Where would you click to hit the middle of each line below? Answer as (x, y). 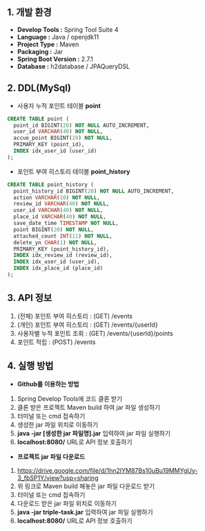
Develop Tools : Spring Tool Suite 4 (68, 29)
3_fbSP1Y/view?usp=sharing (58, 478)
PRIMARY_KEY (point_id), (49, 145)
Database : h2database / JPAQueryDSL (74, 66)
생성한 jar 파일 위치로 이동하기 (58, 424)
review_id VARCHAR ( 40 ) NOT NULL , (61, 204)
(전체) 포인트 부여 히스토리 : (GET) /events (75, 316)
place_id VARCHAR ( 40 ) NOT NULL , (60, 217)
